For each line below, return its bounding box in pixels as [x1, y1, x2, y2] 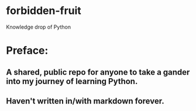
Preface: [6, 44, 49, 57]
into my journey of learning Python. [6, 76, 138, 86]
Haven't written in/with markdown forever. [6, 96, 165, 106]
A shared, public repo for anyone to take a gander [6, 67, 190, 77]
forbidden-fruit [6, 4, 82, 18]
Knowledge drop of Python [6, 23, 71, 30]
